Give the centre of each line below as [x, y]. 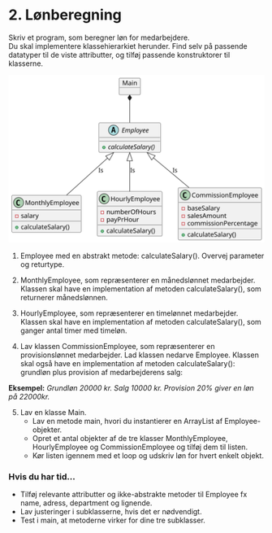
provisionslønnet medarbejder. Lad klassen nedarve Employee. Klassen [140, 355]
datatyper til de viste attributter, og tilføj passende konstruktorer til [119, 55]
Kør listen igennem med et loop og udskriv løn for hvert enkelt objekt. [148, 455]
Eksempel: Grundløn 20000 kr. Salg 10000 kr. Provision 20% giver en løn [131, 387]
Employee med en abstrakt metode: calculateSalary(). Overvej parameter [142, 256]
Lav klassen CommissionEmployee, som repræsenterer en [117, 346]
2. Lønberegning [65, 15]
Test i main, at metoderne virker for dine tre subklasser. [112, 520]
